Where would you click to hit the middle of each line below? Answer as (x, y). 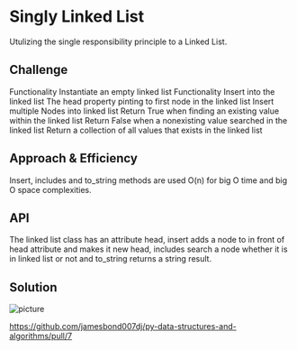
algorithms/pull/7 (41, 336)
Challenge (39, 70)
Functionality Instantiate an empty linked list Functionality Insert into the (142, 91)
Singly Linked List (77, 17)
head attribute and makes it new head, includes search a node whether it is (148, 249)
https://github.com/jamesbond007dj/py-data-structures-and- (123, 327)
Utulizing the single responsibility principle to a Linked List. (118, 41)
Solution (33, 287)
